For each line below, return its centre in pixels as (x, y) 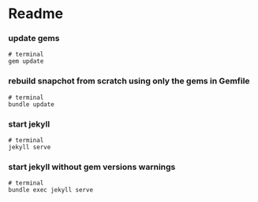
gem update (26, 61)
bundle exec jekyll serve (50, 190)
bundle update (32, 104)
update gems (34, 39)
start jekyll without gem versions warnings (92, 167)
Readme (36, 14)
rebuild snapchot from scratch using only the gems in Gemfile (129, 81)
